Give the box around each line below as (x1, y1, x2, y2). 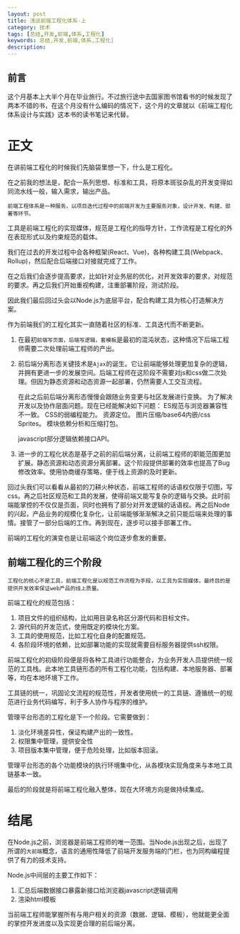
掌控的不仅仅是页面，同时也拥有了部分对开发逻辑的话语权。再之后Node (19, 500, 230, 509)
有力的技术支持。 (19, 855, 70, 864)
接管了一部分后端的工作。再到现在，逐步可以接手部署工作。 (19, 518, 195, 527)
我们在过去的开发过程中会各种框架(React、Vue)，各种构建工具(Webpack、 (7, 247, 227, 256)
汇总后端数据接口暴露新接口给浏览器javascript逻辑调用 (17, 885, 179, 894)
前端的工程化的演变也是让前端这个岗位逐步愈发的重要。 (7, 533, 170, 542)
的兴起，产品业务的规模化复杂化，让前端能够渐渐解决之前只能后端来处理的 (7, 509, 226, 518)
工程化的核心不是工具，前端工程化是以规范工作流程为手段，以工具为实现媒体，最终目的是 (7, 577, 231, 585)
